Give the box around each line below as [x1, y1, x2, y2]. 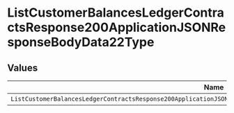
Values [7, 62, 38, 73]
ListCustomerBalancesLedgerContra [7, 5, 225, 21]
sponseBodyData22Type [7, 35, 155, 50]
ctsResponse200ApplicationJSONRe [7, 19, 226, 35]
